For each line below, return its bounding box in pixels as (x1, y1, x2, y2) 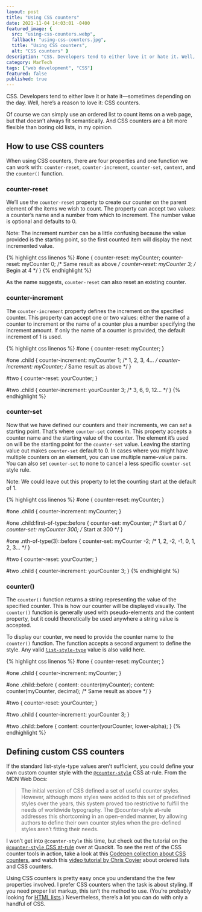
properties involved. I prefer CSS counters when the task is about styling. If (6, 881, 193, 888)
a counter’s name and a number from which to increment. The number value (6, 212, 196, 219)
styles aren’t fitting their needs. (21, 825, 99, 832)
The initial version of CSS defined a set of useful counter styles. (21, 787, 180, 794)
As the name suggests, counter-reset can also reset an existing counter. (6, 279, 187, 286)
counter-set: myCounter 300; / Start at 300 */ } (6, 525, 124, 533)
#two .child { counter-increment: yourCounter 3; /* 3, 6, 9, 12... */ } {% (6, 386, 181, 393)
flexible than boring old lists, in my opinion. (6, 124, 113, 131)
